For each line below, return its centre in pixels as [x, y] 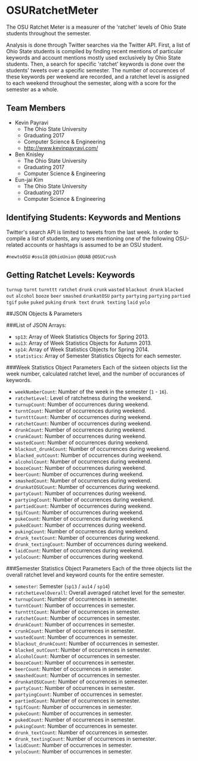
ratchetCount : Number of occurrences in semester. [78, 618]
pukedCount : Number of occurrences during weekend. [81, 525]
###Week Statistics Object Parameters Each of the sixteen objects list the [97, 368]
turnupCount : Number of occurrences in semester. [76, 599]
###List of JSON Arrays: [36, 325]
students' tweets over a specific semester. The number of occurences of [96, 70]
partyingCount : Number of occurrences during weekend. [84, 500]
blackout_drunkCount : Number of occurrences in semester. [87, 644]
